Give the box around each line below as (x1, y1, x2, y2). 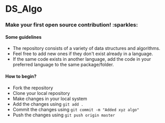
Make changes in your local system (12, 95, 87, 102)
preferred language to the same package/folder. (12, 62, 114, 68)
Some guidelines (5, 34, 42, 40)
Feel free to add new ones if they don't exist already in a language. (12, 51, 153, 57)
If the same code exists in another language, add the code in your (12, 56, 151, 62)
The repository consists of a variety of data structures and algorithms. (12, 45, 161, 52)
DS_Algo (5, 3, 42, 15)
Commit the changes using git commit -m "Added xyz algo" (12, 106, 139, 112)
